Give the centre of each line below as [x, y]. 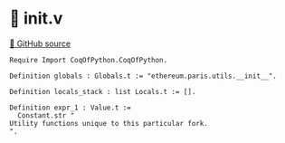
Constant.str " [46, 115]
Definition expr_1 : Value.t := [70, 108]
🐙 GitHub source [40, 43]
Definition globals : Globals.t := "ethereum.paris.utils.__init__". [143, 76]
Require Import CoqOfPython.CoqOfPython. [89, 60]
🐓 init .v [36, 19]
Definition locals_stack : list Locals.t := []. [103, 91]
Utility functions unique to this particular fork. [109, 123]
